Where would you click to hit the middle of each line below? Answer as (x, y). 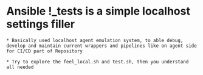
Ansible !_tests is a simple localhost (98, 11)
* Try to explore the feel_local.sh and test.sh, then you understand (98, 62)
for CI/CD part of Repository (45, 51)
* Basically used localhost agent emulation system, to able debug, (95, 40)
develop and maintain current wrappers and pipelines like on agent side (102, 46)
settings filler (40, 24)
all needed (20, 67)
